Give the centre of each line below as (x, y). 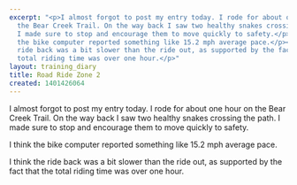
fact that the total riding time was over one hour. (96, 171)
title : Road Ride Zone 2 (55, 75)
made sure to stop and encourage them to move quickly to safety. (129, 127)
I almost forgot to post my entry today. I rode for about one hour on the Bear (148, 108)
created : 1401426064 (47, 83)
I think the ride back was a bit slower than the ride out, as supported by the (146, 161)
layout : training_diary (53, 67)
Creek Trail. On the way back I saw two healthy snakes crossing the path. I (145, 118)
